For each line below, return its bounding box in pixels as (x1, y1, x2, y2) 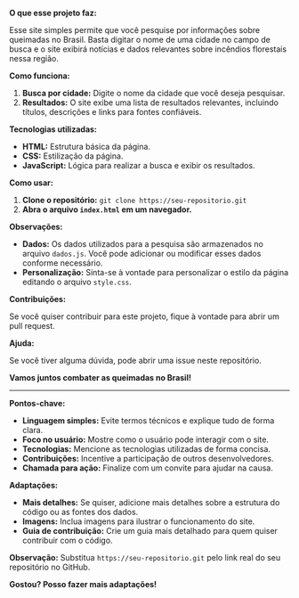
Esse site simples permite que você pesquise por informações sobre (9, 25, 261, 35)
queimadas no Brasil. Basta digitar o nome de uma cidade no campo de (9, 35, 271, 45)
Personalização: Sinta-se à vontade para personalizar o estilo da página (21, 267, 289, 277)
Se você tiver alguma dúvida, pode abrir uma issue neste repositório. (9, 356, 263, 365)
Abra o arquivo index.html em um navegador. (21, 204, 192, 215)
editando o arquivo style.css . (21, 276, 132, 287)
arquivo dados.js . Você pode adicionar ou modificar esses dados (21, 249, 262, 258)
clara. (21, 425, 44, 435)
